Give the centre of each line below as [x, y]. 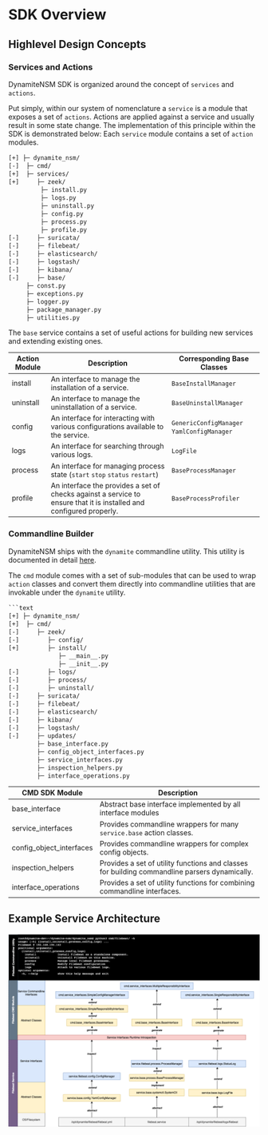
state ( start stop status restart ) [105, 474]
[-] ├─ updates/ [43, 736]
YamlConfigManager [202, 432]
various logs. [72, 455]
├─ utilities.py [53, 317]
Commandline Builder [51, 534]
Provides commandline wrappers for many [169, 824]
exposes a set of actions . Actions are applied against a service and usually [132, 117]
